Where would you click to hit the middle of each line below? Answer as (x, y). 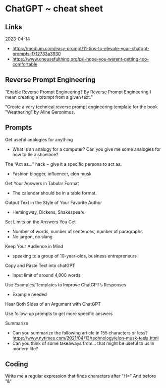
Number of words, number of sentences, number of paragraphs (77, 231)
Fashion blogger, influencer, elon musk (52, 174)
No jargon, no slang (32, 237)
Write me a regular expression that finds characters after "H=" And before (81, 376)
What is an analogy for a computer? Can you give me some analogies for (86, 149)
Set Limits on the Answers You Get (40, 222)
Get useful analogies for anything (39, 139)
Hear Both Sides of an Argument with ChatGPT (53, 304)
